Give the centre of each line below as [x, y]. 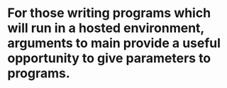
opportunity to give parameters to [109, 59]
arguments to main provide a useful [114, 43]
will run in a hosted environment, [106, 28]
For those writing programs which [109, 13]
